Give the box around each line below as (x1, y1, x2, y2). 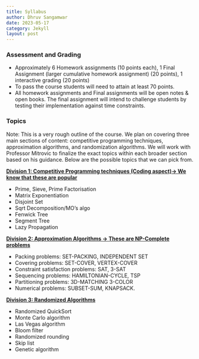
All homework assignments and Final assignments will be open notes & (14, 89, 189, 97)
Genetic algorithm (14, 345, 59, 352)
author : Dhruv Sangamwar (6, 14, 68, 20)
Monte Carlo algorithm (14, 314, 70, 321)
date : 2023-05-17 (6, 20, 49, 26)
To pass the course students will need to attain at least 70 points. (14, 83, 175, 90)
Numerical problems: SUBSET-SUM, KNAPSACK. (14, 284, 135, 292)
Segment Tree (14, 217, 50, 224)
